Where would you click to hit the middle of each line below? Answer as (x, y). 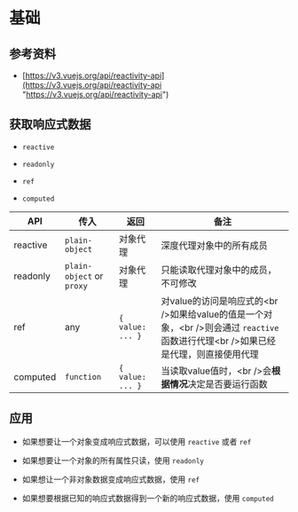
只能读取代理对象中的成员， (219, 270)
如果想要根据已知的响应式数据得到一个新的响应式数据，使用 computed (148, 498)
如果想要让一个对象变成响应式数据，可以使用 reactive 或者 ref (137, 441)
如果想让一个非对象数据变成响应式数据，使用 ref (111, 479)
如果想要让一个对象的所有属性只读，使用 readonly (113, 460)
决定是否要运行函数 (227, 384)
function (83, 377)
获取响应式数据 (50, 125)
